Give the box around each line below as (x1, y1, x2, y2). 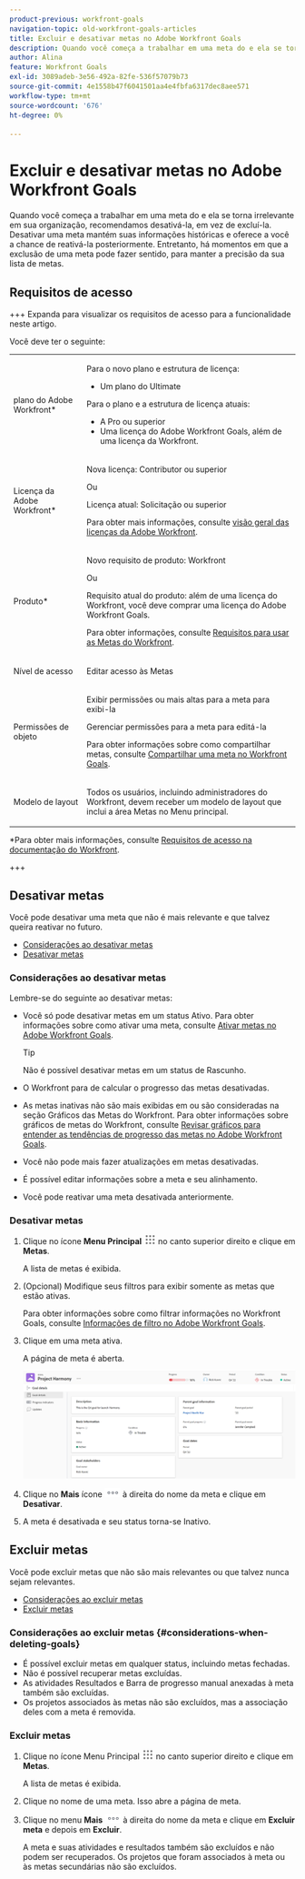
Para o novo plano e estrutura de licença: (85, 363, 240, 374)
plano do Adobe (13, 394, 74, 405)
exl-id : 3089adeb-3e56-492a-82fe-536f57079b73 (9, 73, 189, 82)
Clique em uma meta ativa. (22, 1335, 123, 1346)
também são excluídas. (22, 1687, 110, 1698)
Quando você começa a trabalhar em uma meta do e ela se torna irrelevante (9, 210, 295, 221)
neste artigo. (9, 318, 57, 329)
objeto (13, 730, 38, 741)
